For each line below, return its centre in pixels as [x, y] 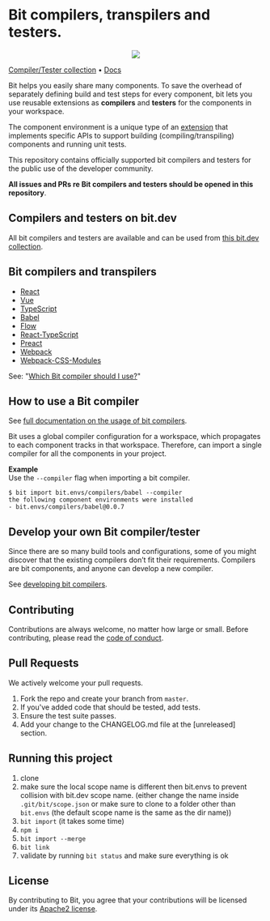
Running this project [61, 759]
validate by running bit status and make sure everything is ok [124, 855]
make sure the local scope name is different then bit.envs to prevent [133, 787]
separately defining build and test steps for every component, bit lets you [131, 94]
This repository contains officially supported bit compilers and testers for [130, 160]
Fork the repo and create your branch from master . [104, 698]
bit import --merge [53, 839]
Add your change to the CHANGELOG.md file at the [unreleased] [128, 724]
